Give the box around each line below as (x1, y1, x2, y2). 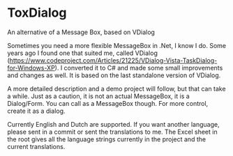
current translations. (7, 142, 66, 150)
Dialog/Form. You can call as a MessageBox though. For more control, (7, 99, 209, 107)
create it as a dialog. (7, 107, 66, 115)
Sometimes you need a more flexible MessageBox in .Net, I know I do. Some (7, 41, 227, 49)
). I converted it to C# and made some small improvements (54, 63, 223, 72)
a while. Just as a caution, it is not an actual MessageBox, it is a (7, 92, 190, 100)
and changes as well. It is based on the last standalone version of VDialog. (7, 71, 221, 79)
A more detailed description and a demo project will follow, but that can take (7, 84, 226, 93)
